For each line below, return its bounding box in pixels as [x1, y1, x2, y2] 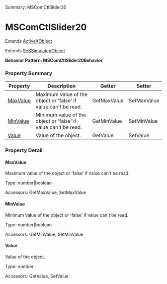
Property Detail [5, 147, 43, 154]
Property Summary [5, 70, 53, 77]
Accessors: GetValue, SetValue [5, 273, 69, 279]
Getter [100, 83, 116, 90]
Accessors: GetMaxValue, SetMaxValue [5, 189, 86, 195]
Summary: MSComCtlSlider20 [5, 4, 67, 10]
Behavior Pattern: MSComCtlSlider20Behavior [5, 57, 103, 63]
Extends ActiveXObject [5, 38, 52, 44]
